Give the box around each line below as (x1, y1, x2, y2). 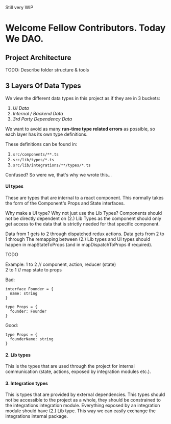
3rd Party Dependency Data (12, 116, 72, 122)
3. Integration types (5, 380, 48, 386)
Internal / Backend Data (12, 110, 63, 116)
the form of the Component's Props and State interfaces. (5, 200, 125, 206)
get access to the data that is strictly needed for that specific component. (5, 221, 160, 227)
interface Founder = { (5, 287, 54, 292)
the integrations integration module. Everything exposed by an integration (5, 403, 160, 409)
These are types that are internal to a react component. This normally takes (5, 195, 164, 201)
